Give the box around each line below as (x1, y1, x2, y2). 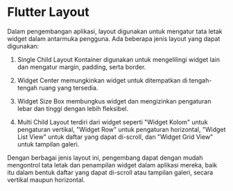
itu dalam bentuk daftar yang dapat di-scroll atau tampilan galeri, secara (7, 168, 214, 176)
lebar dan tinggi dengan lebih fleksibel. (17, 104, 129, 113)
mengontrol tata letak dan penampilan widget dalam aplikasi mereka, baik (7, 160, 217, 169)
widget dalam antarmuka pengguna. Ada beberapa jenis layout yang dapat (7, 34, 221, 42)
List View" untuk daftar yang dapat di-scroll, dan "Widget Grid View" (17, 133, 214, 141)
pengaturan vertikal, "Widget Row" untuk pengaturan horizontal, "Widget (17, 125, 226, 133)
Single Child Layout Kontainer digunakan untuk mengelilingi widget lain (17, 55, 221, 63)
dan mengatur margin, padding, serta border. (17, 63, 146, 71)
